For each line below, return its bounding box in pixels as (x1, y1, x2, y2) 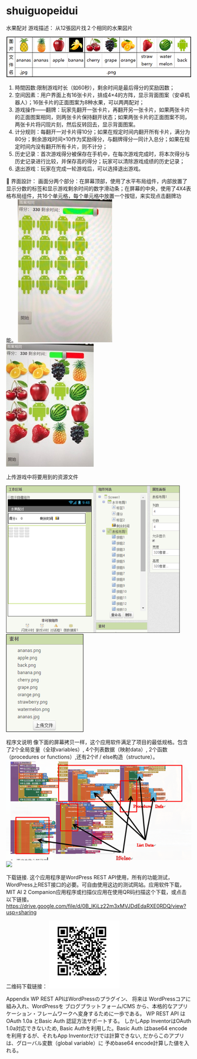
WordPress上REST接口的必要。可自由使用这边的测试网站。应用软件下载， (6, 881, 185, 888)
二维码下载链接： (6, 982, 48, 989)
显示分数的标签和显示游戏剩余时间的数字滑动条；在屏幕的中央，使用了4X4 (6, 185, 186, 192)
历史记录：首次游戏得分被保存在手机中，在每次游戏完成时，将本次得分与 (14, 150, 190, 157)
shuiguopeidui (6, 4, 78, 18)
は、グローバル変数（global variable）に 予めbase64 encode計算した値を (6, 1039, 184, 1047)
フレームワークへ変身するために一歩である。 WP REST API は (36, 1009, 186, 1017)
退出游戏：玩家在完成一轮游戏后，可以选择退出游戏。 (14, 165, 144, 172)
